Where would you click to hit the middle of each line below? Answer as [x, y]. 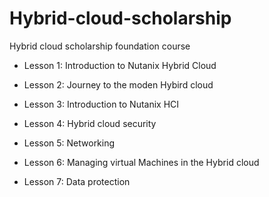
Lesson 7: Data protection [77, 181]
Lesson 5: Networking [69, 143]
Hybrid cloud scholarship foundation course [100, 46]
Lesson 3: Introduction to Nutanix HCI [101, 104]
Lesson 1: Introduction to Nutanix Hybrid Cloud [120, 65]
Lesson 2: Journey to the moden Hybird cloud [118, 84]
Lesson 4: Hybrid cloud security [90, 123]
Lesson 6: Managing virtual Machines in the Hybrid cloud [141, 162]
